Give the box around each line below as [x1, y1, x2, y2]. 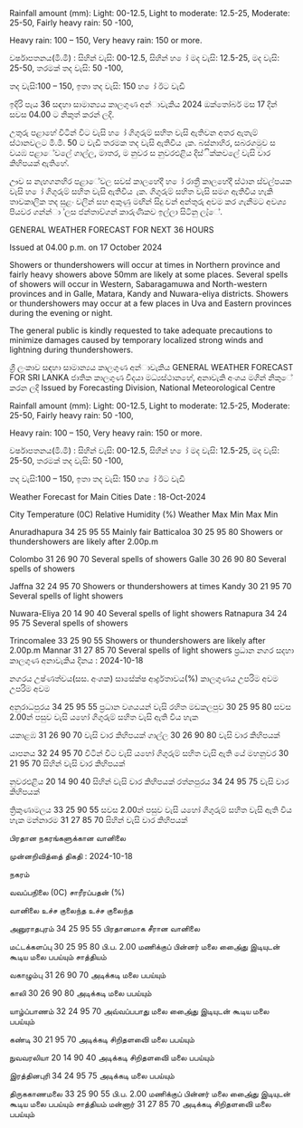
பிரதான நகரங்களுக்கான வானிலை [9, 833, 127, 843]
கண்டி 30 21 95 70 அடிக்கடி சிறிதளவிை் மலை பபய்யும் [9, 1034, 195, 1045]
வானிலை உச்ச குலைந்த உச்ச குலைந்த [9, 905, 134, 915]
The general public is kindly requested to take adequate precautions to [9, 325, 273, 336]
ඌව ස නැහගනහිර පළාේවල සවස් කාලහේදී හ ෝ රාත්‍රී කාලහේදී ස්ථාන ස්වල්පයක [9, 176, 292, 186]
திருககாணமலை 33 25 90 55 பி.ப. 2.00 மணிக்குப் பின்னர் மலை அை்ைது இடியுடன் [9, 1088, 291, 1099]
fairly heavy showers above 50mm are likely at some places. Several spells [9, 269, 289, 280]
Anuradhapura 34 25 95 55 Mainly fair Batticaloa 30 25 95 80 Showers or [9, 527, 283, 537]
